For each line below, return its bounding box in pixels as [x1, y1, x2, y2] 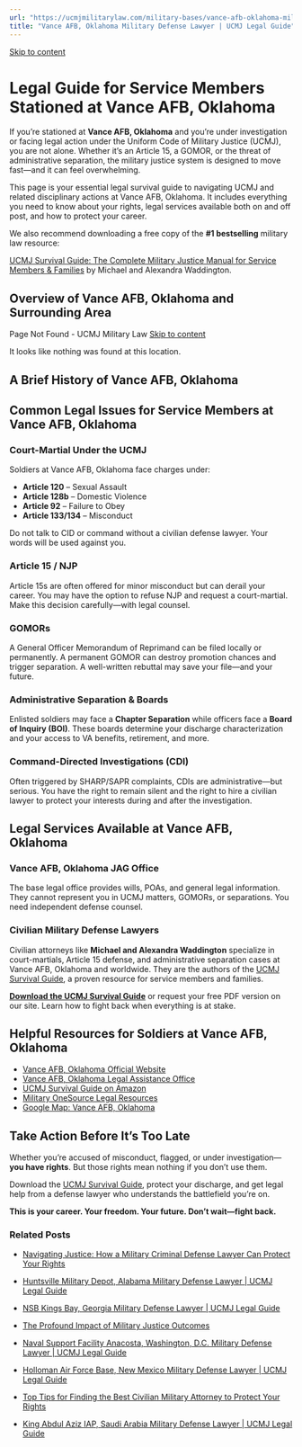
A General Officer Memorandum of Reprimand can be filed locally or [9, 642, 262, 653]
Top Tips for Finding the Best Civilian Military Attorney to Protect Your [22, 1391, 280, 1403]
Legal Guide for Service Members [9, 77, 265, 98]
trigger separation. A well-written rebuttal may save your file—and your [9, 661, 273, 672]
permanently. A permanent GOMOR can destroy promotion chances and [9, 651, 277, 662]
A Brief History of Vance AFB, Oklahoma [9, 372, 239, 388]
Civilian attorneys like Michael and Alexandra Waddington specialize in [9, 944, 276, 955]
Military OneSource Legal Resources [22, 1093, 158, 1103]
